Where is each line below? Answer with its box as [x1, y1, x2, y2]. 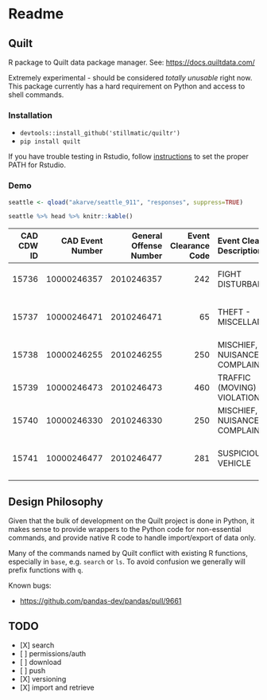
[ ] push [19, 666, 46, 675]
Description [217, 245, 263, 256]
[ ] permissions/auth [19, 648, 87, 658]
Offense [130, 241, 163, 252]
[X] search [19, 640, 55, 650]
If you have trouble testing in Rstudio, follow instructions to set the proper [8, 152, 249, 162]
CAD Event [60, 236, 103, 247]
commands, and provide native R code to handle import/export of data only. [8, 533, 257, 542]
